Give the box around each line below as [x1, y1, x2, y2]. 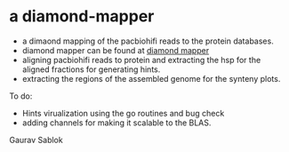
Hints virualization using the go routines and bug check [21, 108, 225, 118]
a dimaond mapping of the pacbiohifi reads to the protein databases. [21, 36, 274, 46]
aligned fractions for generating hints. [21, 64, 161, 75]
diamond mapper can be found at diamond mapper [21, 44, 210, 55]
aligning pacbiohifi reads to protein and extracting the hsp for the [21, 54, 261, 65]
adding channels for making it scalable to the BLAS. [21, 117, 212, 128]
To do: [9, 91, 33, 101]
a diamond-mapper [9, 6, 155, 27]
